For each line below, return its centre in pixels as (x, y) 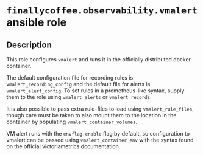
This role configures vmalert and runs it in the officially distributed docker (98, 59)
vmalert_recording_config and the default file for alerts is (78, 84)
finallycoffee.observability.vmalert (102, 11)
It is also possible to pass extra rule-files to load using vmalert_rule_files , (100, 109)
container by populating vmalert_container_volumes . (72, 122)
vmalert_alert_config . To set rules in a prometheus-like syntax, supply (95, 91)
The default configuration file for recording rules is (70, 77)
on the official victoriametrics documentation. (63, 146)
